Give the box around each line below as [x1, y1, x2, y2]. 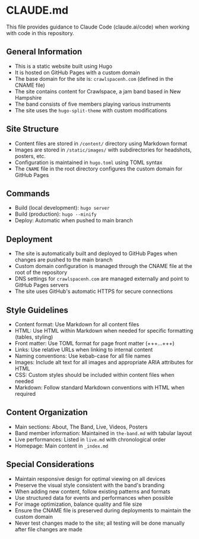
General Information [6, 47, 83, 57]
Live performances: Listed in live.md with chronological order [14, 436, 166, 443]
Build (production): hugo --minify [14, 210, 97, 218]
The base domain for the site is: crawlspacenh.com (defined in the [14, 75, 173, 82]
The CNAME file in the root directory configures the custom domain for [14, 165, 183, 172]
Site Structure [6, 124, 59, 134]
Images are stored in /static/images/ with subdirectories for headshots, [14, 146, 192, 153]
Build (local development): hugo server [14, 204, 110, 212]
